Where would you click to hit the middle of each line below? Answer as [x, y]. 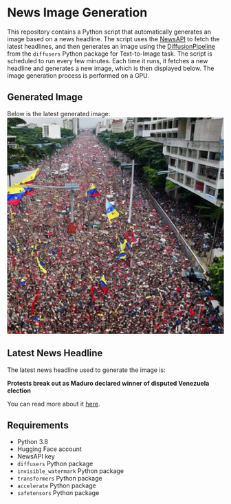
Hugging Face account [49, 449]
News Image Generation [77, 13]
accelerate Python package [56, 485]
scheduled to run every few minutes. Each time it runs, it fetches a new [108, 61]
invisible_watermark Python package [70, 471]
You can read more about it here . [54, 404]
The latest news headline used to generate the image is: [87, 370]
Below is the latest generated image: [59, 113]
